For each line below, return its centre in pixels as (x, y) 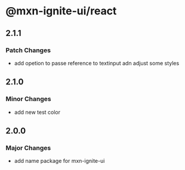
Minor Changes (28, 99)
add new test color (37, 112)
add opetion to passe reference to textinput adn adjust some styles (97, 63)
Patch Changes (28, 50)
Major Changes (28, 148)
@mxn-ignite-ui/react (61, 11)
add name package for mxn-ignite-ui (59, 161)
